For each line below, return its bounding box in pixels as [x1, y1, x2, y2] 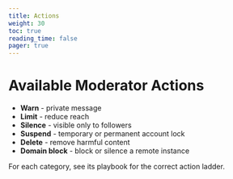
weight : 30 [8, 19, 45, 27]
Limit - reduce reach [19, 112, 90, 122]
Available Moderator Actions [8, 77, 205, 95]
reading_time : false [8, 34, 78, 43]
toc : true [8, 27, 42, 35]
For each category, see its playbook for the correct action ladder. [8, 162, 225, 172]
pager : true [8, 42, 49, 50]
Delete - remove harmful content [19, 138, 131, 148]
